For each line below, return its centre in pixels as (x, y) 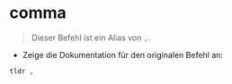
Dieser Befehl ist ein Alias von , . (91, 38)
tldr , (22, 71)
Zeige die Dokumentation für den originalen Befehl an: (122, 55)
